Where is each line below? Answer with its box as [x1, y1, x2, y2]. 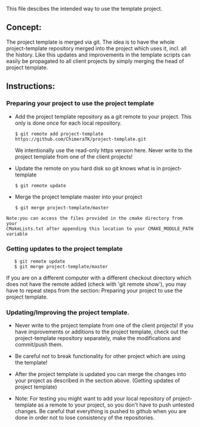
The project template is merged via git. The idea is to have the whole [6, 38, 175, 46]
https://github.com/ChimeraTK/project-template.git [14, 136, 146, 142]
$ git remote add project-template [14, 131, 104, 137]
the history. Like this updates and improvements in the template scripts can [6, 51, 191, 58]
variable [6, 231, 28, 237]
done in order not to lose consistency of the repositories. [14, 414, 155, 422]
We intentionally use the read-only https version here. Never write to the [14, 146, 193, 154]
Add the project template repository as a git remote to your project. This [14, 113, 192, 120]
